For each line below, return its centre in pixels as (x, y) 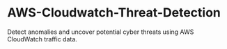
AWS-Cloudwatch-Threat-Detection (114, 13)
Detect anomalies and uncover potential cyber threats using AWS (101, 32)
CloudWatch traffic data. (42, 39)
